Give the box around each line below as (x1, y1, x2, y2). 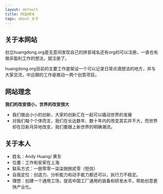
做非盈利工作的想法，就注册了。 (5, 56, 69, 61)
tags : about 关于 (5, 16, 39, 21)
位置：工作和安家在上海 (12, 159, 60, 165)
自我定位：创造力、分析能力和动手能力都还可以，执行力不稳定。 (12, 172, 141, 177)
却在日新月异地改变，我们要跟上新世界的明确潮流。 (12, 124, 115, 130)
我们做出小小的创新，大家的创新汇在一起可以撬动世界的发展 (12, 112, 132, 117)
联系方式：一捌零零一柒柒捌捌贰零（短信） (12, 165, 98, 171)
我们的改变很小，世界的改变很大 (5, 101, 69, 107)
